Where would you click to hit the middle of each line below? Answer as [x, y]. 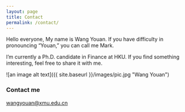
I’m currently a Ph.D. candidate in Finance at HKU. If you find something [93, 57]
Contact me [23, 90]
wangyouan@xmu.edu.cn [37, 103]
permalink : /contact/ [33, 22]
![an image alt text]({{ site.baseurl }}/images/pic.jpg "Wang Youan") [88, 75]
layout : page [22, 11]
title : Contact [25, 17]
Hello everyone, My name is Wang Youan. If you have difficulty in [85, 39]
